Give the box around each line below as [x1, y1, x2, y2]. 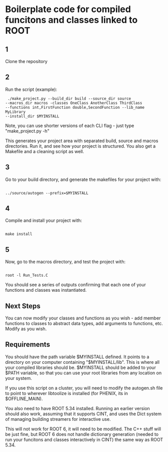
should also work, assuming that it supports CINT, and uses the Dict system [5, 411, 162, 417]
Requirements [5, 340, 50, 349]
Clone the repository [5, 58, 48, 64]
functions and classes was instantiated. [5, 287, 87, 293]
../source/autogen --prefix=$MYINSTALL [5, 190, 89, 196]
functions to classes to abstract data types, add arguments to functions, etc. [5, 320, 163, 327]
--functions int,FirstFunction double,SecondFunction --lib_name [5, 105, 144, 110]
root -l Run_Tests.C [5, 273, 49, 278]
